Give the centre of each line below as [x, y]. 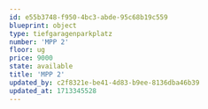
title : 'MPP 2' [37, 75]
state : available [41, 67]
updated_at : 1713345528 [53, 91]
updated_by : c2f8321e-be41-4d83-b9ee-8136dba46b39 [104, 83]
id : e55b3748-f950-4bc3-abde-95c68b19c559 [89, 17]
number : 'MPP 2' [39, 42]
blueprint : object [43, 25]
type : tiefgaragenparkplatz [61, 33]
